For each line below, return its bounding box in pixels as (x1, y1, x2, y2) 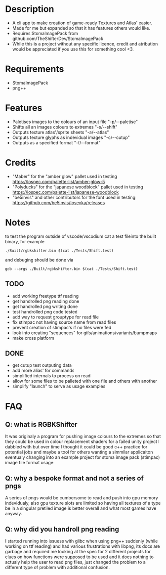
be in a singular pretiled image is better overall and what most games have (5, 505, 157, 511)
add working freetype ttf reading (12, 293, 79, 299)
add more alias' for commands (12, 367, 75, 374)
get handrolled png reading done (12, 298, 80, 304)
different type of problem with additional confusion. (5, 564, 110, 570)
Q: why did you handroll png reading (5, 525, 120, 533)
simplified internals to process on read (12, 373, 91, 379)
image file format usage (5, 460, 53, 466)
